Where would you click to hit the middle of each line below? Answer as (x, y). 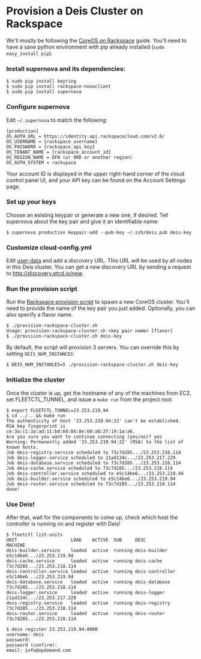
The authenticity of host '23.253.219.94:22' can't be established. (94, 421)
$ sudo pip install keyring (41, 81)
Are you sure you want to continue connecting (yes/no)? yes (84, 437)
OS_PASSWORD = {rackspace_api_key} (51, 147)
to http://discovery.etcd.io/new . (45, 273)
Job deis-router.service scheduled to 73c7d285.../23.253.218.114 (91, 484)
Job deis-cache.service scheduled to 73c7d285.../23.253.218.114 (89, 468)
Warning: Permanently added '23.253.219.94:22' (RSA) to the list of (95, 442)
